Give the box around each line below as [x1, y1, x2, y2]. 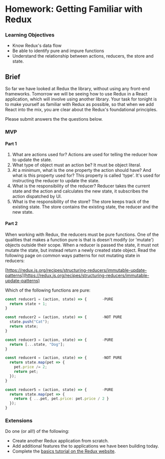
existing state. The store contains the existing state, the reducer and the [12, 204, 159, 210]
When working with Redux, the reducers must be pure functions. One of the [5, 231, 159, 237]
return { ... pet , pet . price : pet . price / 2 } [14, 396, 109, 401]
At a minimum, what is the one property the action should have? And [12, 167, 151, 173]
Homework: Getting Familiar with [5, 3, 143, 15]
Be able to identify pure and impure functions [12, 48, 104, 54]
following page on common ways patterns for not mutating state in [5, 252, 140, 258]
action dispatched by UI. [12, 194, 62, 199]
